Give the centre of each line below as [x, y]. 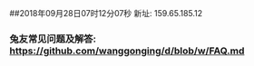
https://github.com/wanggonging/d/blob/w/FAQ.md [127, 51]
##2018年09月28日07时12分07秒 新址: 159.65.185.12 [106, 13]
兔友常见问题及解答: [53, 39]
